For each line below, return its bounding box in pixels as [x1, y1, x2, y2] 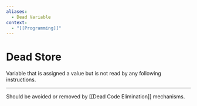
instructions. [6, 76, 36, 83]
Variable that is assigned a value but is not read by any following [6, 70, 161, 77]
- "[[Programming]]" [11, 25, 62, 31]
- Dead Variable [11, 14, 51, 20]
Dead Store [6, 51, 62, 64]
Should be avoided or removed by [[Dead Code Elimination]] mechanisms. [6, 93, 185, 100]
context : [6, 19, 28, 25]
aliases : [6, 8, 28, 15]
